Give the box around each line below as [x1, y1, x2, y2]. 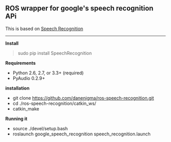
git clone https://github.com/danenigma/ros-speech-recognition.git [12, 95, 154, 101]
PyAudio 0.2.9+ [12, 75, 45, 81]
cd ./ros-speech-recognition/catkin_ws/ [12, 100, 97, 106]
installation [5, 85, 30, 91]
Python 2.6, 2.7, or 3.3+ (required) [12, 70, 84, 76]
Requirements [5, 60, 36, 66]
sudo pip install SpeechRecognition [17, 50, 92, 56]
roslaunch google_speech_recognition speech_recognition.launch [12, 131, 151, 137]
